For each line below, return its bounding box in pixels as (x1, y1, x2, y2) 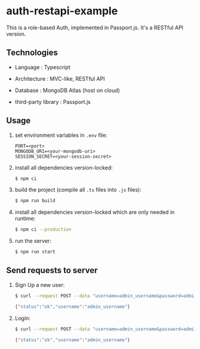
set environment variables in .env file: (14, 131, 107, 139)
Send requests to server (6, 265, 98, 275)
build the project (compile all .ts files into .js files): (14, 186, 141, 194)
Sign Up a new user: (14, 281, 65, 288)
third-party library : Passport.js (14, 98, 91, 105)
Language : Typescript (14, 63, 70, 71)
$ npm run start (14, 249, 56, 255)
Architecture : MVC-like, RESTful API (14, 75, 106, 82)
